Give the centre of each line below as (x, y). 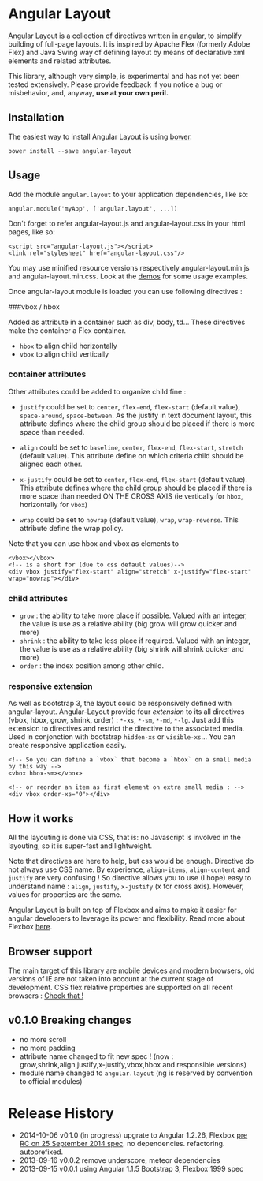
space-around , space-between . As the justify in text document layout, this (135, 415)
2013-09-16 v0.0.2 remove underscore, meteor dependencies (120, 1160)
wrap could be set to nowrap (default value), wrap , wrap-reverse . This (129, 519)
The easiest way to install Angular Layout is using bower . (100, 136)
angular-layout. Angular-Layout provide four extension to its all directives (126, 712)
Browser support (50, 951)
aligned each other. (51, 464)
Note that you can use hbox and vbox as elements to (94, 543)
